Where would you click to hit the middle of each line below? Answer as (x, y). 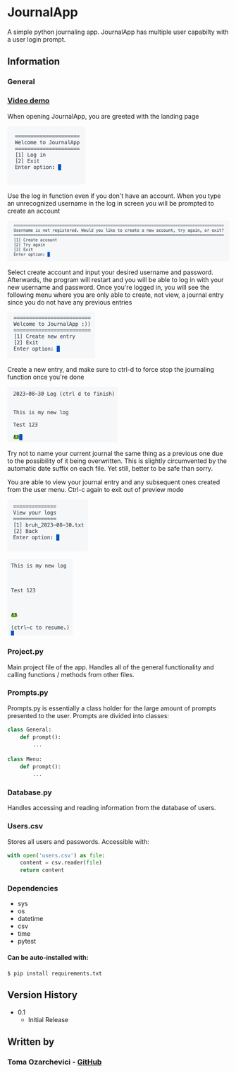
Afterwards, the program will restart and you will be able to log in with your (116, 280)
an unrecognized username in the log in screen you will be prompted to (111, 203)
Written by (31, 1042)
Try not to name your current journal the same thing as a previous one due (115, 454)
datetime (30, 919)
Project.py (26, 652)
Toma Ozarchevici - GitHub (55, 1062)
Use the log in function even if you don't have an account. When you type (114, 196)
